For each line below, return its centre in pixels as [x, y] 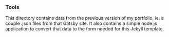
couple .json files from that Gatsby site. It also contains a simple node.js [81, 23]
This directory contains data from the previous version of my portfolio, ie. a [85, 18]
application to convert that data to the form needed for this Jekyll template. [85, 29]
